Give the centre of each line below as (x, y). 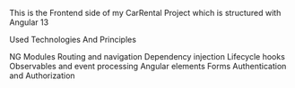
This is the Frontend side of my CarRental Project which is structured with (145, 13)
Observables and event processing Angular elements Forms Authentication (148, 66)
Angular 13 (29, 22)
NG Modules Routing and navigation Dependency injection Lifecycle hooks (147, 56)
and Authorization (42, 76)
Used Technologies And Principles (73, 40)
